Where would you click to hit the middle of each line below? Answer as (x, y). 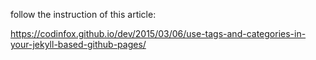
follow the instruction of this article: (83, 14)
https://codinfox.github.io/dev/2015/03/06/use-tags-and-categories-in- (158, 33)
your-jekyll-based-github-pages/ (78, 44)
